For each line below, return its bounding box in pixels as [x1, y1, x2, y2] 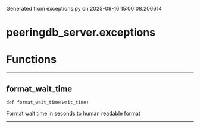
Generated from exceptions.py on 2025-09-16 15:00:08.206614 [6, 5, 162, 12]
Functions [6, 53, 57, 66]
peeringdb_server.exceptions [6, 26, 156, 39]
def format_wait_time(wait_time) [6, 99, 89, 105]
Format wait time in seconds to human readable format [6, 110, 141, 117]
